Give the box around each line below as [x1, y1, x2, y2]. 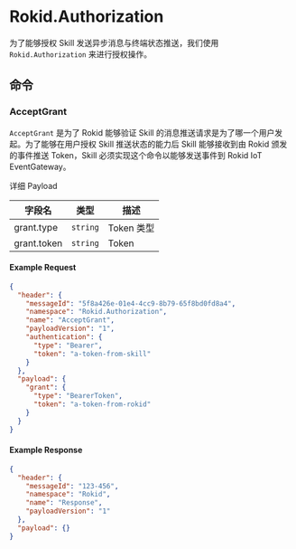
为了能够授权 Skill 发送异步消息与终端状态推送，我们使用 [9, 37, 219, 48]
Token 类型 [107, 222, 155, 234]
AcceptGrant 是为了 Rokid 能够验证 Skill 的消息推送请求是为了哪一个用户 [9, 127, 275, 137]
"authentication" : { [25, 333, 103, 342]
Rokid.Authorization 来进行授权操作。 [9, 48, 152, 60]
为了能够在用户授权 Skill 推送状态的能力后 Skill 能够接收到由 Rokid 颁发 [24, 138, 288, 149]
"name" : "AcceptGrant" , [25, 316, 116, 325]
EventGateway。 [9, 161, 71, 172]
